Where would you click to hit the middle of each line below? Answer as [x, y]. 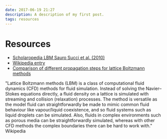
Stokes [12, 94]
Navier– [154, 88]
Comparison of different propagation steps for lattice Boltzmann [78, 68]
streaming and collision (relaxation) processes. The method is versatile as [81, 99]
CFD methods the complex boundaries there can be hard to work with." [79, 126]
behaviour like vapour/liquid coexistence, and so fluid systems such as [78, 110]
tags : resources [22, 19]
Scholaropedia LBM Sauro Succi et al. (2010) [59, 57]
